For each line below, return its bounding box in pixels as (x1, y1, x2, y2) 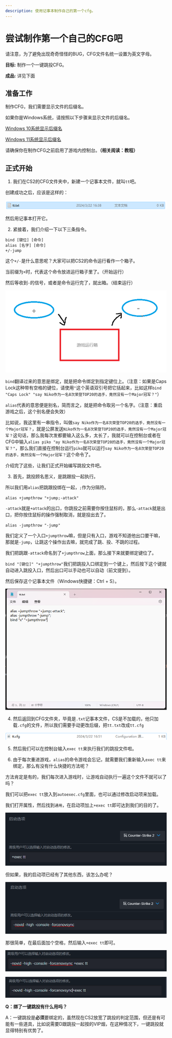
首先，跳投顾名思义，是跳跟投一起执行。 (12, 474, 98, 480)
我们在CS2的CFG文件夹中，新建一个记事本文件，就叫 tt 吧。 (12, 178, 139, 185)
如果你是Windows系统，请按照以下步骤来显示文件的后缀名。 (5, 115, 133, 121)
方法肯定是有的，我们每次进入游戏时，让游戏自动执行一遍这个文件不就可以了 (5, 774, 167, 780)
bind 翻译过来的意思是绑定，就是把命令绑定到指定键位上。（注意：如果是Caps (5, 378, 167, 385)
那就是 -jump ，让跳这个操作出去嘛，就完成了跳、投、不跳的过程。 (5, 539, 142, 545)
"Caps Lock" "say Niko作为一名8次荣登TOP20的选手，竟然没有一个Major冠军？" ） (5, 391, 162, 397)
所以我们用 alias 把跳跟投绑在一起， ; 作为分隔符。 (5, 484, 109, 490)
